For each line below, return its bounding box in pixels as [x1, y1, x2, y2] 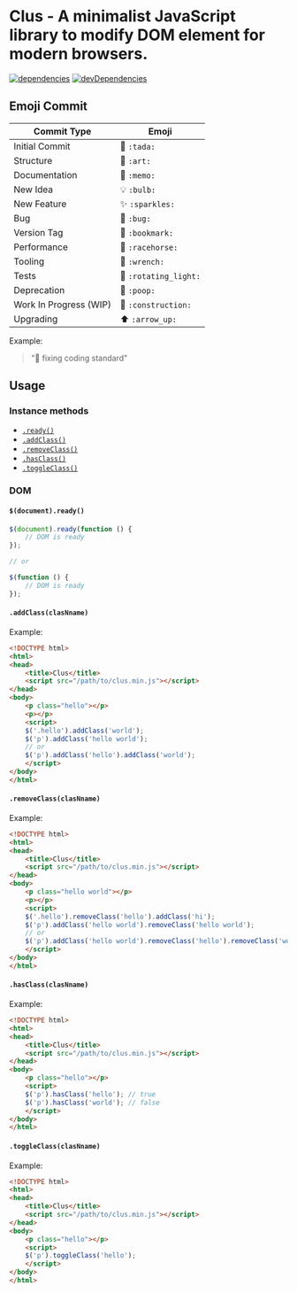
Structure [13, 154, 53, 166]
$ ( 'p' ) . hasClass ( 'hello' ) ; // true [25, 1089, 156, 1099]
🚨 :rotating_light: [119, 269, 202, 282]
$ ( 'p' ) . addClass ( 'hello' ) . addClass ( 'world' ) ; [25, 751, 196, 760]
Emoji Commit [9, 99, 88, 114]
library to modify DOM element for [9, 25, 265, 45]
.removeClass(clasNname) [9, 794, 101, 803]
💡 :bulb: [119, 183, 156, 196]
